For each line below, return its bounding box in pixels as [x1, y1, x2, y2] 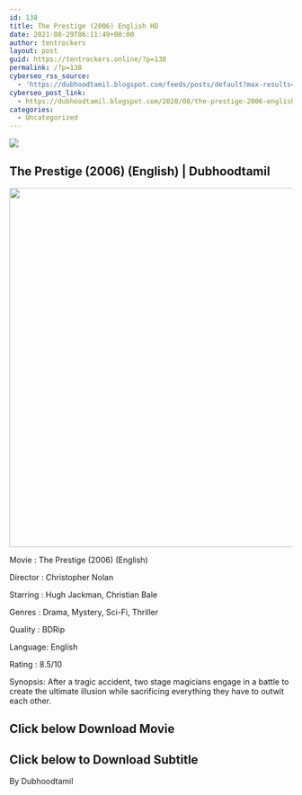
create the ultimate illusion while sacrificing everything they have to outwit [9, 685, 285, 696]
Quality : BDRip [9, 623, 66, 634]
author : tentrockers [9, 38, 87, 48]
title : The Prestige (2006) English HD [9, 22, 159, 31]
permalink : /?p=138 [9, 64, 83, 73]
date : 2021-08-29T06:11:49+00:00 [9, 30, 135, 39]
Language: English [9, 641, 78, 652]
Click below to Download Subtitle [9, 752, 199, 767]
